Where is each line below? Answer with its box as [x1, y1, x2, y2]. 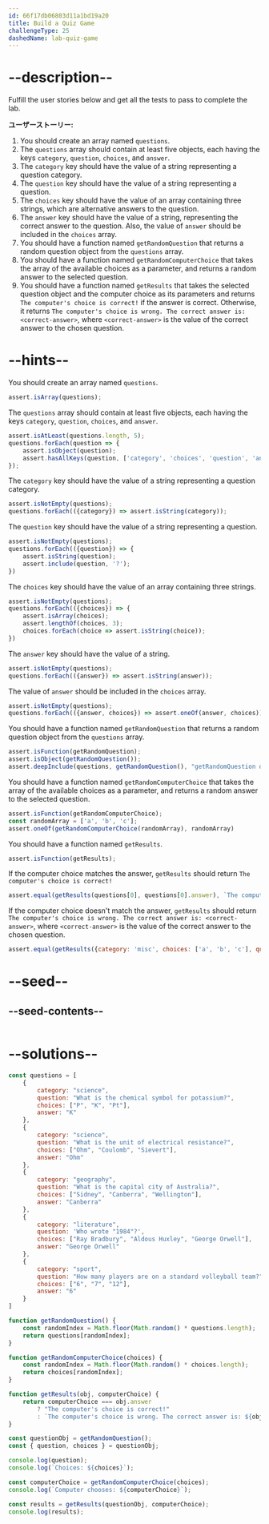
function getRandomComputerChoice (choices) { [8, 1353, 163, 1361]
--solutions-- [8, 1045, 98, 1064]
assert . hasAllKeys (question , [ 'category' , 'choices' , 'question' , [22, 454, 249, 462]
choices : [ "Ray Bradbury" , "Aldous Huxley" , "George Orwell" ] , [37, 1235, 252, 1244]
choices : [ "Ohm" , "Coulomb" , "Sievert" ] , [37, 1146, 178, 1154]
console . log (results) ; [8, 1507, 84, 1516]
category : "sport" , [37, 1265, 102, 1273]
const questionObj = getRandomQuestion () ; [8, 1434, 152, 1442]
